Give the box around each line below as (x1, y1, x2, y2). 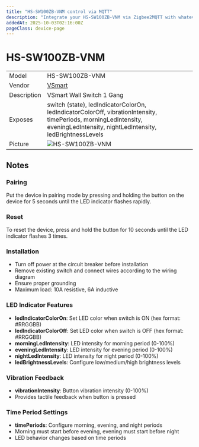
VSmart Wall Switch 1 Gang (47, 91, 124, 99)
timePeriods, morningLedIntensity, (47, 115, 143, 124)
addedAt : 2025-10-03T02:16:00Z (6, 20, 84, 26)
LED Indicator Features (6, 301, 73, 309)
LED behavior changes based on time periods (14, 435, 126, 442)
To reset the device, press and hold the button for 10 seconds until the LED (6, 226, 188, 234)
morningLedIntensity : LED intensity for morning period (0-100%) (14, 339, 175, 347)
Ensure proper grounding (14, 280, 76, 287)
